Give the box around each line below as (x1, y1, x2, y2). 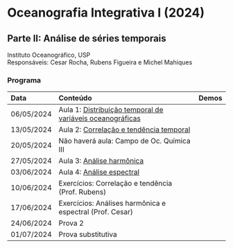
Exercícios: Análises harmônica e (58, 199, 166, 209)
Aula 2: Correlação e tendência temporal (58, 125, 191, 134)
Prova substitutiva (58, 230, 117, 240)
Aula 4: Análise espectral (58, 168, 140, 177)
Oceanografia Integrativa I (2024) (7, 5, 205, 21)
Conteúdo (58, 94, 92, 103)
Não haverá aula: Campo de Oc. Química (58, 136, 191, 146)
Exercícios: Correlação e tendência (58, 179, 173, 188)
